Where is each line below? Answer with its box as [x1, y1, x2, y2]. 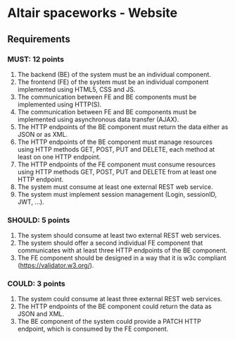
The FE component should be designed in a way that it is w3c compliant [17, 254, 227, 262]
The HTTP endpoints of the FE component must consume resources [17, 160, 216, 169]
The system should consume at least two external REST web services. [17, 231, 222, 240]
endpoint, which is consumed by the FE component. [17, 324, 169, 333]
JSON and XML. [17, 310, 65, 318]
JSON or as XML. [17, 130, 68, 138]
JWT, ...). [17, 198, 44, 206]
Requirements [7, 33, 70, 45]
